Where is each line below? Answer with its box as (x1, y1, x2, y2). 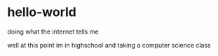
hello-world (7, 4, 77, 20)
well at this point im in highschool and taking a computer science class (7, 41, 212, 49)
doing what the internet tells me (7, 27, 100, 36)
